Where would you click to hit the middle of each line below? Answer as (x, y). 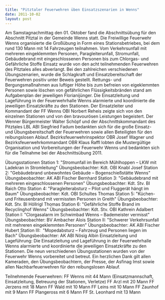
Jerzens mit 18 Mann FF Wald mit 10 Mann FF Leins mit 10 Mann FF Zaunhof (82, 287)
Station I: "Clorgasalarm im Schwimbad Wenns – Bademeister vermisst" (77, 215)
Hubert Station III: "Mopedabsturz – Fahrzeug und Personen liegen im (76, 230)
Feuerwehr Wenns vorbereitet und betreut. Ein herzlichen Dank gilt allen (78, 257)
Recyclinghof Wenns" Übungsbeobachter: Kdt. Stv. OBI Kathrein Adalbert (79, 210)
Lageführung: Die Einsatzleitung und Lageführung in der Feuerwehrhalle (78, 241)
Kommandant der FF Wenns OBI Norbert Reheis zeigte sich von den (74, 111)
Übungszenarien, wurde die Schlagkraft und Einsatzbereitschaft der (74, 75)
